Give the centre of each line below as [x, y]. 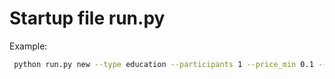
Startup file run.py [87, 18]
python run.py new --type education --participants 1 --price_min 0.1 [163, 64]
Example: [28, 46]
